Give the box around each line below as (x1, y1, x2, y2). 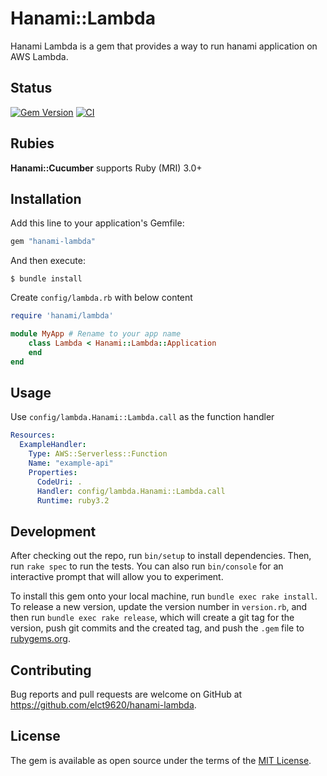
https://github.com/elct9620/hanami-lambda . (10, 699, 197, 711)
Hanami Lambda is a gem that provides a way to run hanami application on (10, 40, 318, 52)
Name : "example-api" (28, 458, 114, 469)
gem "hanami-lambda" (10, 237, 97, 247)
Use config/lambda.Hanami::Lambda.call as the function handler (10, 411, 275, 423)
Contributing (10, 662, 92, 679)
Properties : (28, 467, 78, 477)
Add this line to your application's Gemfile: (10, 217, 185, 229)
